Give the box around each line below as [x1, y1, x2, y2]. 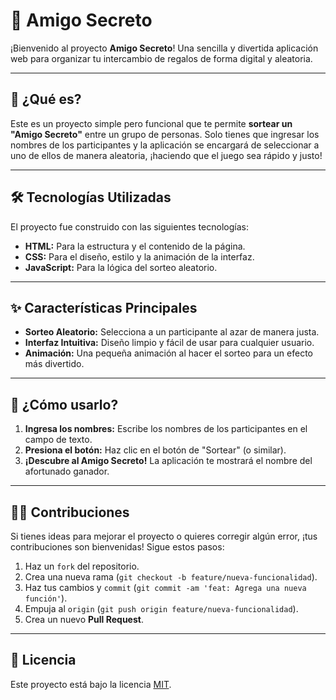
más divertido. [24, 358, 85, 370]
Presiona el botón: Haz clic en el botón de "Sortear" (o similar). [24, 444, 287, 456]
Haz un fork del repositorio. [24, 560, 140, 572]
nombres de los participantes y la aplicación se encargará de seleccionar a [10, 139, 320, 151]
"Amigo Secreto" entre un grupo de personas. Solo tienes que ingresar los [10, 128, 320, 140]
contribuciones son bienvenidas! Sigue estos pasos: [10, 541, 225, 553]
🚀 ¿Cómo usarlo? [10, 396, 119, 413]
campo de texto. [24, 434, 93, 446]
